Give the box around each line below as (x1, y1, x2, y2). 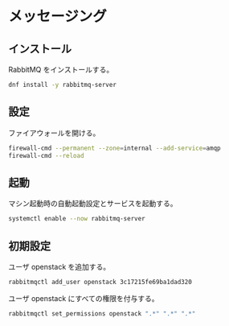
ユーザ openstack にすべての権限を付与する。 (8, 293, 159, 303)
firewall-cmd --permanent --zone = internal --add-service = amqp (8, 144, 221, 152)
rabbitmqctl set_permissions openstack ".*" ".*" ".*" (8, 309, 196, 318)
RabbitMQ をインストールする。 (8, 65, 114, 74)
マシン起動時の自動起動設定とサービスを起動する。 (8, 199, 178, 208)
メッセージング (8, 7, 107, 26)
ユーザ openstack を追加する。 (8, 262, 111, 271)
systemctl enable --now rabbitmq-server (8, 215, 146, 223)
